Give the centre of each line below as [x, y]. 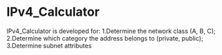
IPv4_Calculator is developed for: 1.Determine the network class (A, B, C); [111, 31]
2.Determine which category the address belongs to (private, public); [105, 38]
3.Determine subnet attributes [49, 45]
